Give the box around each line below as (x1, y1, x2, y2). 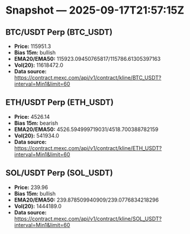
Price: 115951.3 (14, 43, 51, 50)
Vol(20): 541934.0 (14, 132, 60, 139)
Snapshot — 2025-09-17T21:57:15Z (5, 4, 185, 17)
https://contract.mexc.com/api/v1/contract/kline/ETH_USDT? (14, 144, 162, 151)
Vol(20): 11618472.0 (14, 61, 63, 69)
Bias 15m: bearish (14, 119, 59, 126)
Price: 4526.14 (14, 113, 50, 120)
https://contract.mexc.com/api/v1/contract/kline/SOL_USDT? (14, 215, 162, 222)
